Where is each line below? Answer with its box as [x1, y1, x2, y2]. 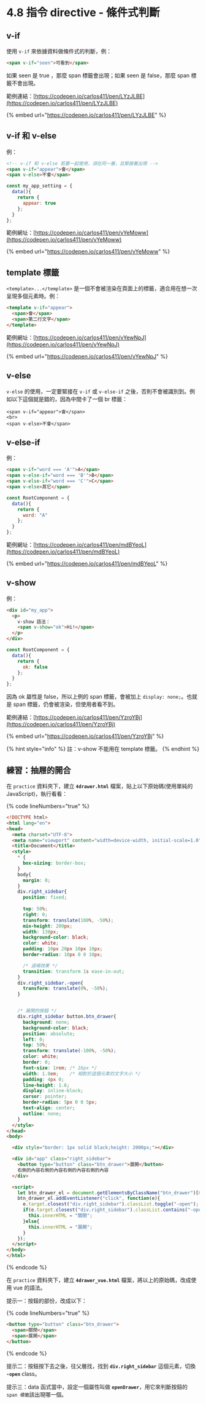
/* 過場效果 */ [22, 962, 58, 969]
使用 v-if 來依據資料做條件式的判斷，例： [6, 47, 112, 55]
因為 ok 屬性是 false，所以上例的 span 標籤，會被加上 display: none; [6, 693, 181, 700]
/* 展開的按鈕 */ [17, 1008, 57, 1014]
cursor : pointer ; [22, 1093, 67, 1100]
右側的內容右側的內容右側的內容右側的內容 [17, 1167, 109, 1173]
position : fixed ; [22, 894, 67, 901]
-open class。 [6, 1370, 40, 1378]
